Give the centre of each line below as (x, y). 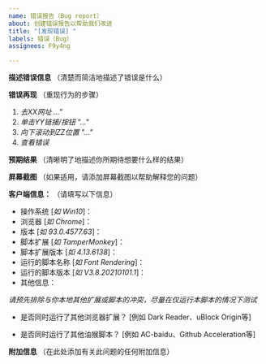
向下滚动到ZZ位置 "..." (56, 132)
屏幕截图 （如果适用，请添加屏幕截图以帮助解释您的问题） (105, 177)
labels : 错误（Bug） (41, 39)
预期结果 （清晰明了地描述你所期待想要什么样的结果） (98, 160)
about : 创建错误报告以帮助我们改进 (60, 24)
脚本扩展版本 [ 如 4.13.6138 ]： (69, 252)
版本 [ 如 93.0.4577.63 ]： (61, 232)
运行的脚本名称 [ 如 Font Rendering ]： (82, 262)
